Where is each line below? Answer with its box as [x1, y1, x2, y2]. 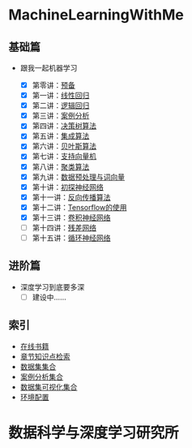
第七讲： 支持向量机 [32, 152, 97, 162]
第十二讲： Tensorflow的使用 [32, 202, 127, 212]
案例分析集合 [19, 372, 63, 381]
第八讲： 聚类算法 [32, 162, 90, 171]
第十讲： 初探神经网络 [32, 182, 104, 192]
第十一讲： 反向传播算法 [32, 192, 111, 202]
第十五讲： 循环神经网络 [32, 233, 111, 243]
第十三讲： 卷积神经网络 [32, 213, 111, 222]
